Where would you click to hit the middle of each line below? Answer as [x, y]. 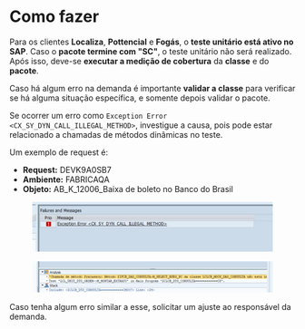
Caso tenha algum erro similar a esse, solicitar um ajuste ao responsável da [151, 307]
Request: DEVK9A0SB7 [67, 169]
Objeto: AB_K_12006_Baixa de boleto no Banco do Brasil [128, 189]
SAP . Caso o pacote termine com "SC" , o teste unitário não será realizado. [151, 51]
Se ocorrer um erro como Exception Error [89, 115]
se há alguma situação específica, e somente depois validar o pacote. [140, 98]
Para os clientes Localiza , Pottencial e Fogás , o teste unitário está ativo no [152, 42]
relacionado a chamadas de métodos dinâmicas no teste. [116, 134]
